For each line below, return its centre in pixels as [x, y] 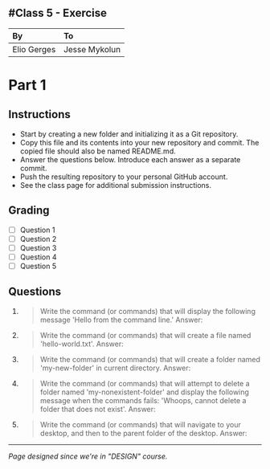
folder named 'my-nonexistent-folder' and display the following [144, 392]
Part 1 [27, 85]
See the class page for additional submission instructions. [115, 185]
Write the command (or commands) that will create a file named [145, 335]
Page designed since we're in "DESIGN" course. [88, 456]
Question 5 [38, 266]
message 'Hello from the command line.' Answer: [121, 320]
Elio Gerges [34, 49]
